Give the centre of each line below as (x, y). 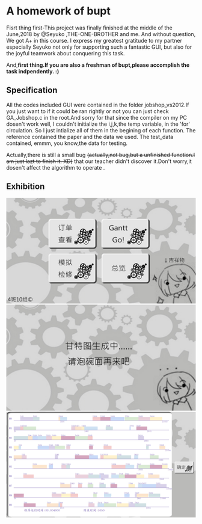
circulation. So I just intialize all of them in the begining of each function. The (101, 130)
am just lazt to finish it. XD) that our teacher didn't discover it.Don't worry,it (99, 161)
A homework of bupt (59, 11)
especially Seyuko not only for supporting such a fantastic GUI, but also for (99, 47)
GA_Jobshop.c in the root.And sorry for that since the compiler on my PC (97, 117)
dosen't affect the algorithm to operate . (56, 167)
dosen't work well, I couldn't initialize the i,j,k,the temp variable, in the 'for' (98, 124)
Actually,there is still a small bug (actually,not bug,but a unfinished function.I (101, 155)
